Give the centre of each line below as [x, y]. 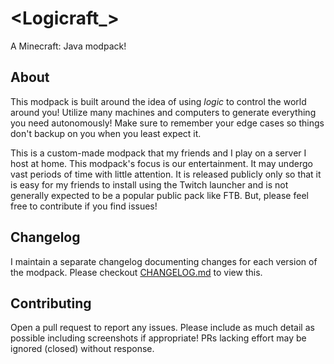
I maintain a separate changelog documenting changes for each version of [164, 261]
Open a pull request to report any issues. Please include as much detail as [162, 328]
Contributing [51, 303]
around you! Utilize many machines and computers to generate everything [163, 112]
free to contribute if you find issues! [84, 206]
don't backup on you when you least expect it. [106, 133]
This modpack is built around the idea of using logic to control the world [158, 101]
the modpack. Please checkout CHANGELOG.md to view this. [136, 272]
